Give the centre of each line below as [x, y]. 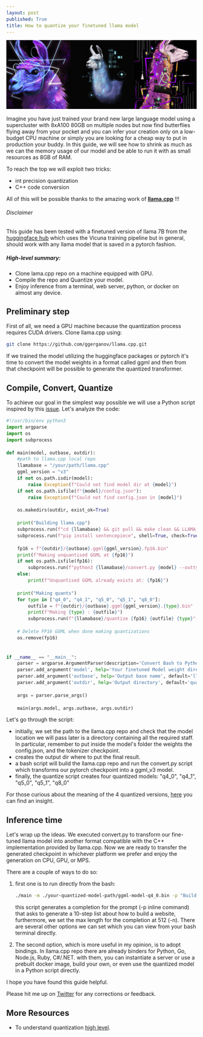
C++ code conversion [42, 187]
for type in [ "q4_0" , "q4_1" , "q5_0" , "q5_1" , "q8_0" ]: [89, 599]
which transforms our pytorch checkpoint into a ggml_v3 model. [94, 770]
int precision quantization [47, 180]
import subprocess [29, 440]
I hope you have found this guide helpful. [57, 982]
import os [19, 433]
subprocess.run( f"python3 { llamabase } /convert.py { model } [102, 568]
